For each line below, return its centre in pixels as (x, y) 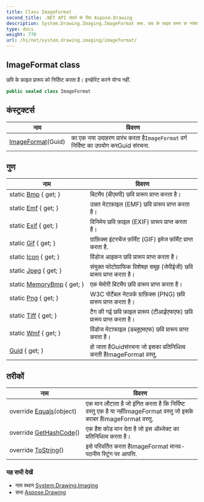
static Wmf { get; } (35, 333)
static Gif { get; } (32, 243)
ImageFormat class (43, 65)
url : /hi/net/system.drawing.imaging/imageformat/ (72, 40)
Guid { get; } (26, 351)
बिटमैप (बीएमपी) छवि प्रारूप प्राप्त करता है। (136, 195)
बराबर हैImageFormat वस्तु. (120, 419)
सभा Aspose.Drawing (40, 492)
